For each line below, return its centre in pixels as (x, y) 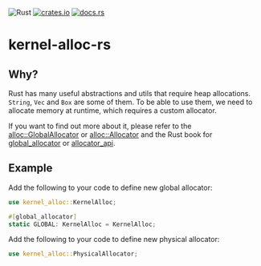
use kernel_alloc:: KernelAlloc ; (62, 202)
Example (31, 168)
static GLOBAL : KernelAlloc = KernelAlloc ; (82, 224)
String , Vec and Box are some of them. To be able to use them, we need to (130, 102)
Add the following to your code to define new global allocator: (110, 187)
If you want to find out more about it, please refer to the (100, 126)
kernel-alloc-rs (59, 45)
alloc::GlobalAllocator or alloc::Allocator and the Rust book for (110, 135)
